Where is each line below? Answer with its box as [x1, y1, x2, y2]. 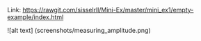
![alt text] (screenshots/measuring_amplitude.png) [7, 27, 151, 34]
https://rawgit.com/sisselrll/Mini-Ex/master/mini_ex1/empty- [22, 6, 194, 14]
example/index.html [7, 13, 64, 21]
